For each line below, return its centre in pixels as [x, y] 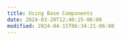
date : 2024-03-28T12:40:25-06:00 [55, 20]
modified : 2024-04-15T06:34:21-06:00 [61, 26]
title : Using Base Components [50, 13]
